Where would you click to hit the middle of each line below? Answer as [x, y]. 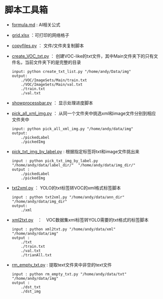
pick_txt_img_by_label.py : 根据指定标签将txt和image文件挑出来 [76, 151]
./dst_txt [31, 287]
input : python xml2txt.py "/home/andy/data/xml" [64, 229]
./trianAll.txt [36, 255]
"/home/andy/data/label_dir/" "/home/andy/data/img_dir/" [74, 165]
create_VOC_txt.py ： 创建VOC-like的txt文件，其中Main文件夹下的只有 [83, 56]
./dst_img [31, 291]
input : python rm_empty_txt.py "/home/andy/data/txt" [69, 274]
